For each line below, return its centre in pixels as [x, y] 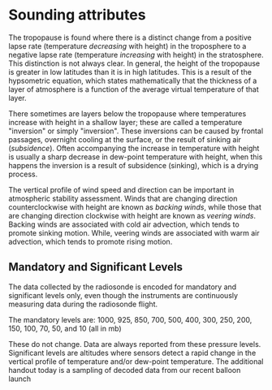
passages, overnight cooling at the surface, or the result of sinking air [125, 139]
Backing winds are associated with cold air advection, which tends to [124, 224]
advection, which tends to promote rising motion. [91, 241]
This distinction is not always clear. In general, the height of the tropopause [134, 63]
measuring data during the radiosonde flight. [83, 304]
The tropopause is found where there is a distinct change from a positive [130, 37]
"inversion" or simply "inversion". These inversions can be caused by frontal [136, 131]
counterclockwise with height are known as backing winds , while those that [135, 207]
